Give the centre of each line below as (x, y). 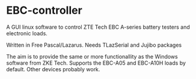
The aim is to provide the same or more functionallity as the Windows (92, 56)
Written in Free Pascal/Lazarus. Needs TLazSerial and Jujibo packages (94, 45)
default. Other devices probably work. (53, 69)
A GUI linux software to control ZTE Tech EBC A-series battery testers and (98, 27)
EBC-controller (44, 10)
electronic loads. (27, 33)
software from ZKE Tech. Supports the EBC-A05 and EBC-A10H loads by (96, 63)
